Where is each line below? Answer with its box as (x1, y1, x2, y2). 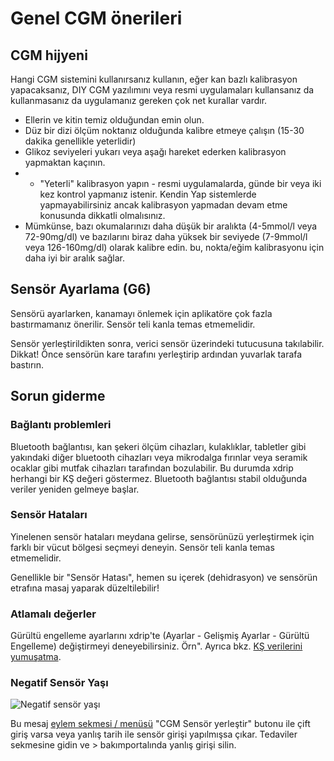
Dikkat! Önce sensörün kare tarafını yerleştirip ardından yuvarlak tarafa (10, 348, 303, 360)
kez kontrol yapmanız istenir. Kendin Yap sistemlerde (39, 188, 257, 200)
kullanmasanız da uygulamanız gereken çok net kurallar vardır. (10, 95, 268, 106)
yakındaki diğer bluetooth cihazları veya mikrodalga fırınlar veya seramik (10, 451, 308, 463)
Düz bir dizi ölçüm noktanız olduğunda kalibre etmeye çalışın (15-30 (24, 125, 305, 136)
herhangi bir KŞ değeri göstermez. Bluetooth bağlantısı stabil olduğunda (10, 472, 308, 484)
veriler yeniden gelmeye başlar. (10, 483, 140, 495)
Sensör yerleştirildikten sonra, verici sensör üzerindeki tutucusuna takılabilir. (10, 337, 325, 349)
